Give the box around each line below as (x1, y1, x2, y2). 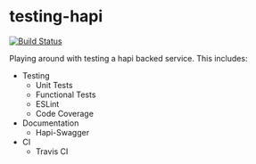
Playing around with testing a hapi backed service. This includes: (9, 53, 248, 63)
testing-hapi (9, 6, 103, 27)
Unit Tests (35, 79, 73, 90)
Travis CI (35, 145, 69, 157)
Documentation (21, 118, 79, 128)
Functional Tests (35, 89, 96, 100)
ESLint (35, 98, 60, 109)
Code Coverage (35, 108, 94, 119)
